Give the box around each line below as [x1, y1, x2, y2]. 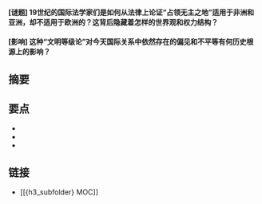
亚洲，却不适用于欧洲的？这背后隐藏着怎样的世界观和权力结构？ [8, 17, 218, 27]
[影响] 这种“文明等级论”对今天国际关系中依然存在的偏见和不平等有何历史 [8, 37, 247, 47]
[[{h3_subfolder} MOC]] [19, 187, 98, 197]
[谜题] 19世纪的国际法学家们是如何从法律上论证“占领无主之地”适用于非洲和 [8, 7, 255, 17]
